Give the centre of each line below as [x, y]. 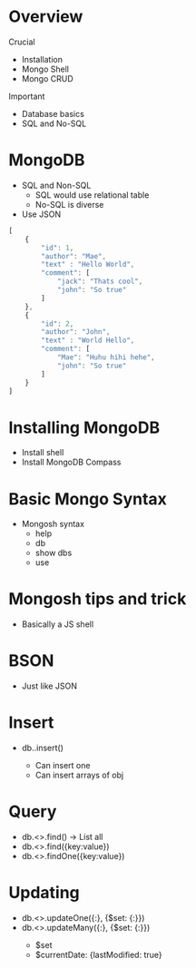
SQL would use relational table [92, 195]
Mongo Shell [45, 69]
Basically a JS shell [58, 624]
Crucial [22, 42]
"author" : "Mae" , [73, 256]
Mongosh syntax [53, 524]
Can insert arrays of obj [79, 775]
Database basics [53, 113]
